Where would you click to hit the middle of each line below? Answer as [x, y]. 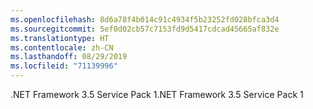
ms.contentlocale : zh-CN [62, 47]
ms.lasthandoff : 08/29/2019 [69, 57]
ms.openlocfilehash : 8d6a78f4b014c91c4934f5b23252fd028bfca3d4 [145, 19]
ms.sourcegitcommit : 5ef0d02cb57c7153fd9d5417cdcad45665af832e [145, 29]
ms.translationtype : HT [60, 38]
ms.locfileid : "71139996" [64, 66]
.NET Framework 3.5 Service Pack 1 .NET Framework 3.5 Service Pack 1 [157, 94]
